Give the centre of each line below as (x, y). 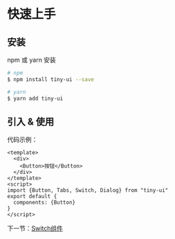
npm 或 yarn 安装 (32, 60)
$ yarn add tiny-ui (35, 98)
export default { (32, 197)
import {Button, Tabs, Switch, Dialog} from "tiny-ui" (88, 191)
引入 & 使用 (31, 122)
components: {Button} (45, 203)
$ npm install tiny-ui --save (51, 79)
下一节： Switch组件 (35, 229)
